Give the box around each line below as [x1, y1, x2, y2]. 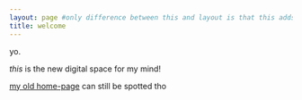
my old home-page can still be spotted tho [9, 80, 167, 91]
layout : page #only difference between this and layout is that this [9, 12, 276, 22]
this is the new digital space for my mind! [9, 63, 162, 74]
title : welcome [9, 21, 67, 30]
